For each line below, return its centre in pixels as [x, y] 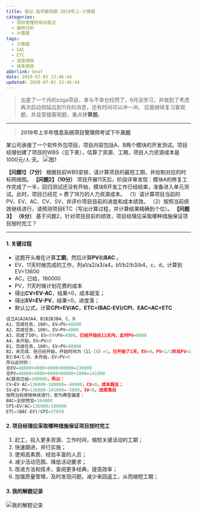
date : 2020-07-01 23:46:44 [39, 77]
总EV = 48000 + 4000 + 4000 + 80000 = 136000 [49, 368]
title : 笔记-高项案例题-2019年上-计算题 [51, 11]
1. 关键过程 [19, 244]
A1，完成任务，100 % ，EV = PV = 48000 [44, 324]
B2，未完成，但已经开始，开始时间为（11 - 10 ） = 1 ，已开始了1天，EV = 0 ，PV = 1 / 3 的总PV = [97, 352]
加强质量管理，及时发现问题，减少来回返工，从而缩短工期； [86, 476]
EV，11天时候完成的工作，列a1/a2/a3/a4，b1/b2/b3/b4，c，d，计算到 [98, 265]
